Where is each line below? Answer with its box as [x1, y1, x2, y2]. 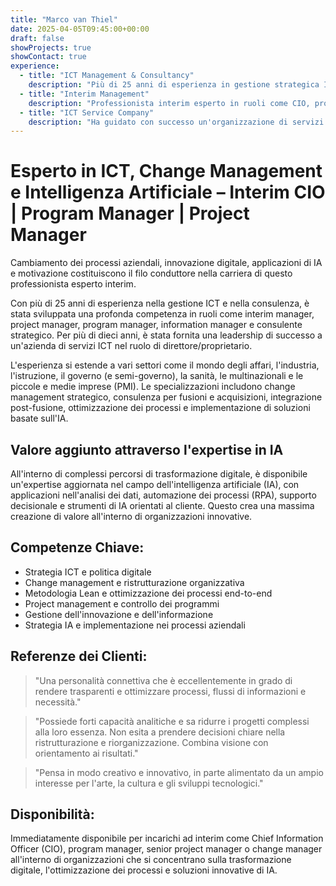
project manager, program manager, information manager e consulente [10, 319, 303, 331]
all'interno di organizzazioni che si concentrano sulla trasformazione [10, 854, 292, 866]
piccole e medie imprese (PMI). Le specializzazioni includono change [10, 381, 296, 393]
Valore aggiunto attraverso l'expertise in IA [10, 441, 284, 458]
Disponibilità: [10, 806, 95, 823]
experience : [10, 61, 60, 71]
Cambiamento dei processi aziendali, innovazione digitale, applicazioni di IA [10, 257, 323, 269]
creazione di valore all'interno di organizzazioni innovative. [10, 511, 253, 522]
